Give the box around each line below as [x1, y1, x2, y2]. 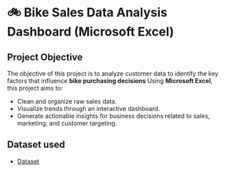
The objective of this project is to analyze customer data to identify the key [7, 69, 219, 77]
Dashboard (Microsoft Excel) [7, 24, 174, 40]
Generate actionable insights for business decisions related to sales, [16, 112, 211, 120]
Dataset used [7, 139, 65, 151]
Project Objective [7, 51, 83, 63]
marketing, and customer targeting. [16, 119, 117, 127]
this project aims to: [7, 84, 63, 92]
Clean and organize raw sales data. [16, 97, 117, 106]
